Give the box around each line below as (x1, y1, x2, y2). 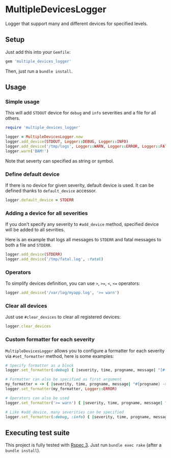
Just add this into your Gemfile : (5, 49, 71, 55)
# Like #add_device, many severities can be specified (5, 409, 124, 415)
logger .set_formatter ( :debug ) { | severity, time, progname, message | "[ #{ (5, 368, 167, 373)
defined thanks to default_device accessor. (5, 188, 97, 194)
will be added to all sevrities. (5, 226, 65, 233)
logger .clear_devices (5, 324, 51, 329)
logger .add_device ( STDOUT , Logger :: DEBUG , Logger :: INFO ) (5, 139, 129, 144)
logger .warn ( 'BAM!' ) (5, 148, 49, 154)
